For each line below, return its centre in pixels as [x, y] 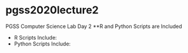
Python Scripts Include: [42, 44]
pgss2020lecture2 [52, 10]
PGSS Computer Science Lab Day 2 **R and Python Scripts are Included [94, 26]
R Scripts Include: [35, 37]
